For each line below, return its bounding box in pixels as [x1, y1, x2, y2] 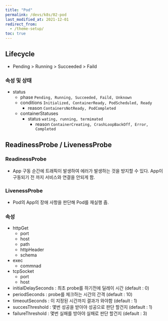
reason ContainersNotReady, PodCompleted [27, 105, 116, 111]
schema [20, 252, 37, 258]
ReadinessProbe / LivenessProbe [5, 140, 112, 149]
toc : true [5, 31, 26, 36]
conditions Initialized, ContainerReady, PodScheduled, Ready [20, 100, 152, 106]
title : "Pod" [5, 7, 33, 13]
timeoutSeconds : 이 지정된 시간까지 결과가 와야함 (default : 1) [12, 298, 138, 304]
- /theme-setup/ [10, 26, 44, 31]
